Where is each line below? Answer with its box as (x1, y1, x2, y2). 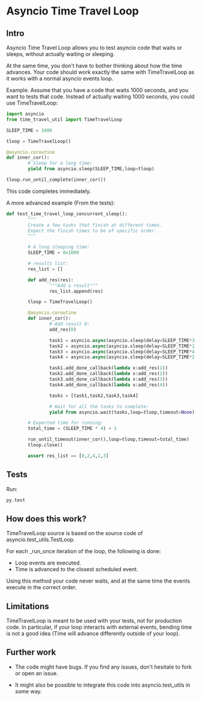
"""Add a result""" (49, 283, 98, 289)
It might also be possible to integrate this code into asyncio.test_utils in (14, 681, 191, 688)
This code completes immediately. (6, 188, 91, 195)
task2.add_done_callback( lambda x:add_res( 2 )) (49, 371, 168, 377)
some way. (14, 687, 42, 695)
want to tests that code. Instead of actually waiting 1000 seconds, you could (6, 93, 195, 100)
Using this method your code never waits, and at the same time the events (6, 577, 191, 584)
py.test (6, 497, 26, 503)
